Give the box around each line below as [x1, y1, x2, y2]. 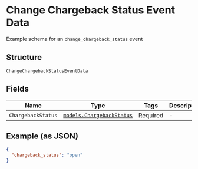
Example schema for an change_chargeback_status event [6, 35, 143, 42]
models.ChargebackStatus [62, 112, 133, 119]
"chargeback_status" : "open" [11, 152, 83, 158]
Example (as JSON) [6, 131, 78, 141]
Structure [6, 52, 42, 62]
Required [138, 111, 164, 119]
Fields [6, 84, 29, 94]
